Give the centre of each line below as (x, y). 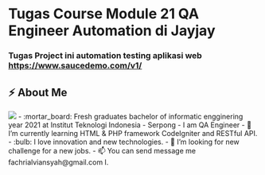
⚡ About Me (38, 92)
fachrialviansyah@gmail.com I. (58, 162)
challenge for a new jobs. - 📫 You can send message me (102, 150)
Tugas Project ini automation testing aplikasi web (105, 56)
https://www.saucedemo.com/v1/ (75, 66)
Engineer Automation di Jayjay (112, 31)
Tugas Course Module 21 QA (104, 14)
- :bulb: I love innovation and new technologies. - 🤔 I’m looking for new (124, 142)
